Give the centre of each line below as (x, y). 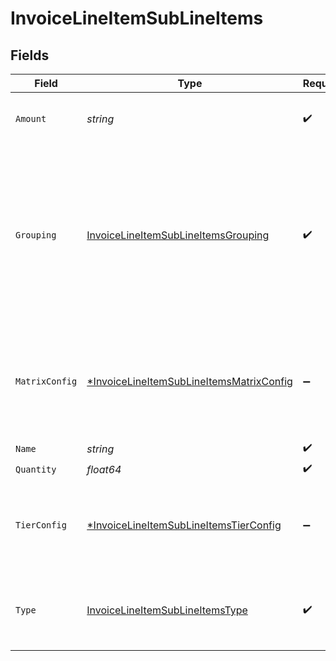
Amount (31, 118)
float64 (104, 469)
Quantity (36, 469)
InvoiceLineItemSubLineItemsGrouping (178, 235)
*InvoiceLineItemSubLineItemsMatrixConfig (189, 381)
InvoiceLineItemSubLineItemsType (167, 610)
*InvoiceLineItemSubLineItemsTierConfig (184, 525)
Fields (30, 55)
